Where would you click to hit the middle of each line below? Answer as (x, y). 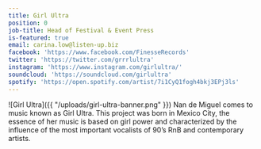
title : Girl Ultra (38, 15)
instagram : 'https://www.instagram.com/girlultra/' (95, 67)
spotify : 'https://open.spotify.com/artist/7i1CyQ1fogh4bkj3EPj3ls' (124, 82)
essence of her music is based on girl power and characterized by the (123, 121)
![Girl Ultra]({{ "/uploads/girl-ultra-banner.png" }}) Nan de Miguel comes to (131, 105)
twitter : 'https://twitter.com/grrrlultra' (81, 60)
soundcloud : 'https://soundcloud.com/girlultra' (90, 74)
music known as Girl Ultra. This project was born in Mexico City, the (119, 113)
